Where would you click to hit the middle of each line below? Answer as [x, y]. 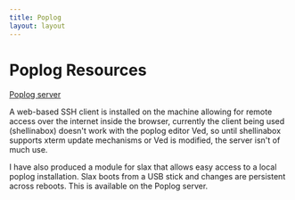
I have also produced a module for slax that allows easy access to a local [143, 167]
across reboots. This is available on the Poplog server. [109, 186]
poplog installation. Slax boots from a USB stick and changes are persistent [147, 177]
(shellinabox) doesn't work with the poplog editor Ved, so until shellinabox [145, 131]
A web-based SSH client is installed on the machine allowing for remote [141, 112]
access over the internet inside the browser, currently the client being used [147, 121]
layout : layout [37, 26]
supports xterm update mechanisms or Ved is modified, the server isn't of [145, 140]
